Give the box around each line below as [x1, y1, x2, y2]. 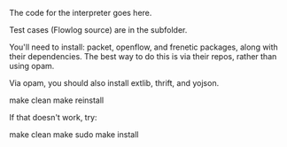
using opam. [9, 61, 55, 71]
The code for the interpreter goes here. [9, 8, 152, 18]
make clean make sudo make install [9, 129, 139, 140]
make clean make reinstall [9, 95, 105, 105]
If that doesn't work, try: [9, 112, 97, 122]
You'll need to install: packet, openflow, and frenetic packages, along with [9, 42, 279, 52]
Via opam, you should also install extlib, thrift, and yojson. [9, 78, 220, 88]
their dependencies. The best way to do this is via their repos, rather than [9, 51, 277, 61]
